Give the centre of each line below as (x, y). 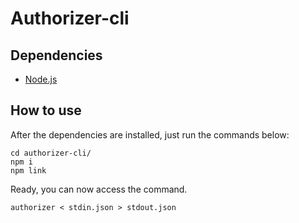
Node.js (41, 79)
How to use (46, 110)
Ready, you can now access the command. (99, 189)
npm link (28, 170)
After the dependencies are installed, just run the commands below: (150, 134)
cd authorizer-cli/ (51, 153)
